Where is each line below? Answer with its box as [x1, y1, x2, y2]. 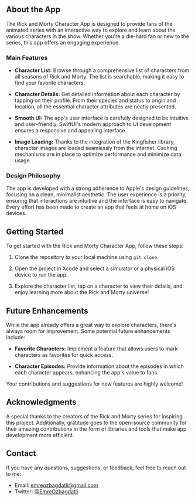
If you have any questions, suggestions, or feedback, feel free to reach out [6, 464, 186, 471]
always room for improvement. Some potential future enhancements [6, 328, 171, 335]
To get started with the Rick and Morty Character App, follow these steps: [6, 243, 184, 250]
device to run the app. [14, 271, 69, 278]
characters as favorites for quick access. [14, 352, 113, 359]
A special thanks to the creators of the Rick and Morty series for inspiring [6, 413, 183, 420]
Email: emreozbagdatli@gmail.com [14, 482, 98, 489]
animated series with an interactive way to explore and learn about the [6, 26, 176, 33]
